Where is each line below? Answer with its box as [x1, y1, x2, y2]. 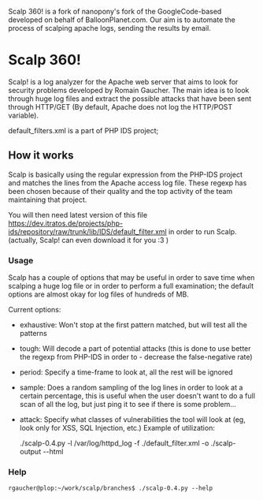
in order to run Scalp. [168, 226, 238, 236]
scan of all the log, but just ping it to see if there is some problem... [19, 400, 236, 409]
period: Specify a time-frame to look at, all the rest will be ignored [19, 368, 233, 377]
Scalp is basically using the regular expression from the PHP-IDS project [8, 170, 243, 179]
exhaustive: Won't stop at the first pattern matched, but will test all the [19, 320, 248, 330]
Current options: [8, 305, 61, 315]
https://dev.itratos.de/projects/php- [8, 218, 124, 228]
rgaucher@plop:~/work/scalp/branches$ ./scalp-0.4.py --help [8, 484, 213, 492]
